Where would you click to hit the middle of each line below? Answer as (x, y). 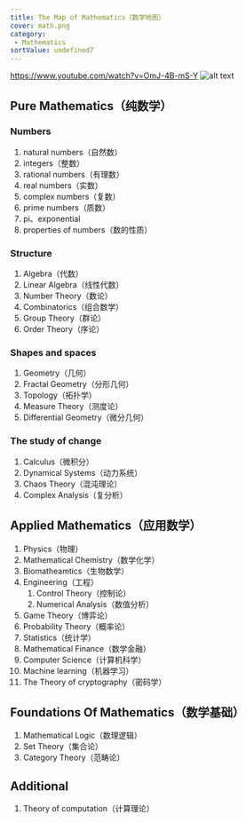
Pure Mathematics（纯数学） (91, 106)
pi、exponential (52, 218)
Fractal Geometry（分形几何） (78, 384)
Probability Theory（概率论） (76, 626)
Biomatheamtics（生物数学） (76, 571)
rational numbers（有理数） (73, 174)
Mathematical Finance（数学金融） (87, 648)
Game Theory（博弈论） (67, 615)
